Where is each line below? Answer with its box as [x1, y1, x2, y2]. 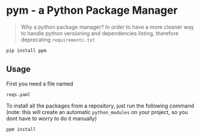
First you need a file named [6, 80, 73, 87]
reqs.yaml [6, 91, 31, 97]
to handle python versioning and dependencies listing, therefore [20, 29, 179, 36]
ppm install [6, 126, 36, 132]
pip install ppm [6, 47, 47, 54]
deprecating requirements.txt [20, 36, 96, 43]
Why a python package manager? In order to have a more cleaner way [20, 23, 194, 30]
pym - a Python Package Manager [6, 4, 178, 17]
